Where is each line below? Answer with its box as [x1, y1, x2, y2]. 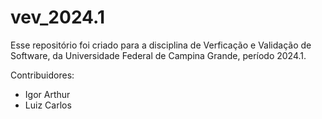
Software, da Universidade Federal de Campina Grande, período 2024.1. [10, 49, 307, 61]
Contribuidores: [10, 69, 75, 81]
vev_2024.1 [10, 6, 105, 29]
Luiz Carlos [24, 99, 72, 111]
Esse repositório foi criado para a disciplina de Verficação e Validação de [10, 39, 312, 51]
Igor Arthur [24, 88, 71, 100]
